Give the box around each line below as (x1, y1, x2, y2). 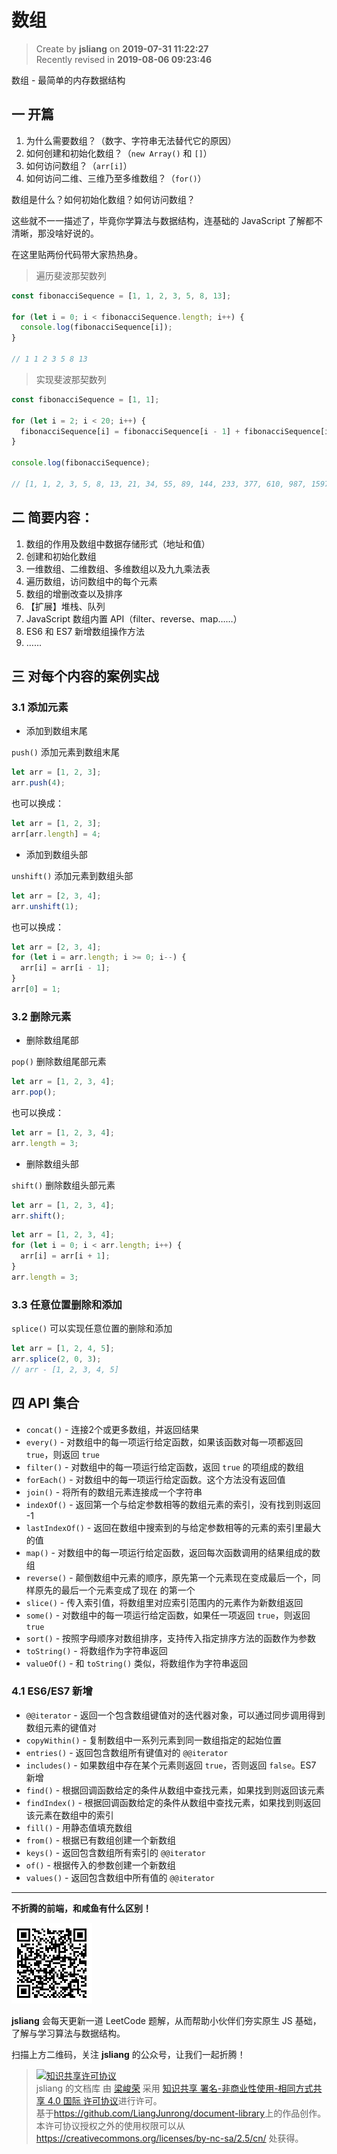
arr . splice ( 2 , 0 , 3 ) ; (11, 1354, 102, 1364)
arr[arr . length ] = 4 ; (11, 829, 102, 839)
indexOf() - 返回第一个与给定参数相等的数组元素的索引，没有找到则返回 (25, 1498, 321, 1510)
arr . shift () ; (11, 1211, 66, 1221)
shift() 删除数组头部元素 (11, 1179, 116, 1191)
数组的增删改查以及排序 (25, 587, 123, 600)
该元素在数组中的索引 (25, 1809, 114, 1821)
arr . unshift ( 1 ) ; (11, 901, 79, 911)
